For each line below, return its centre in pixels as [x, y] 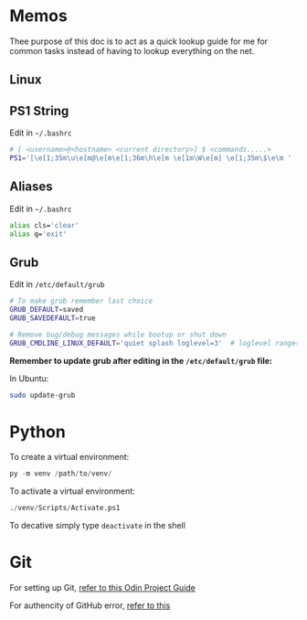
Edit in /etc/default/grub [57, 284]
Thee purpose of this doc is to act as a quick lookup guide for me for [138, 41]
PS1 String [39, 111]
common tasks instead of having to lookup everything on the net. [132, 50]
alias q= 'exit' [38, 234]
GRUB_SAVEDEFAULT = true [53, 318]
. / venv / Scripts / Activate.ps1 [65, 508]
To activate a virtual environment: [72, 491]
